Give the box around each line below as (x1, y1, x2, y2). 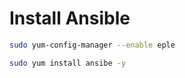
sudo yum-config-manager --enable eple (9, 40, 176, 50)
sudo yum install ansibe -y (9, 58, 127, 68)
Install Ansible (9, 7, 131, 30)
